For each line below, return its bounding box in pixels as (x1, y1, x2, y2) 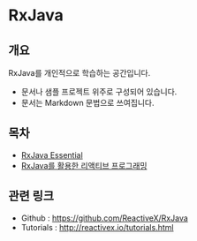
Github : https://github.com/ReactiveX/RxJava (20, 213, 189, 223)
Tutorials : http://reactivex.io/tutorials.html (20, 222, 174, 232)
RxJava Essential (20, 149, 83, 160)
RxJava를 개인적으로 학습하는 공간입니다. (8, 68, 151, 78)
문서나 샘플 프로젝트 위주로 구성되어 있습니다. (20, 87, 178, 97)
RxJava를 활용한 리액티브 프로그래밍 (20, 160, 148, 170)
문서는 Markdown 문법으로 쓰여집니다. (20, 98, 155, 108)
